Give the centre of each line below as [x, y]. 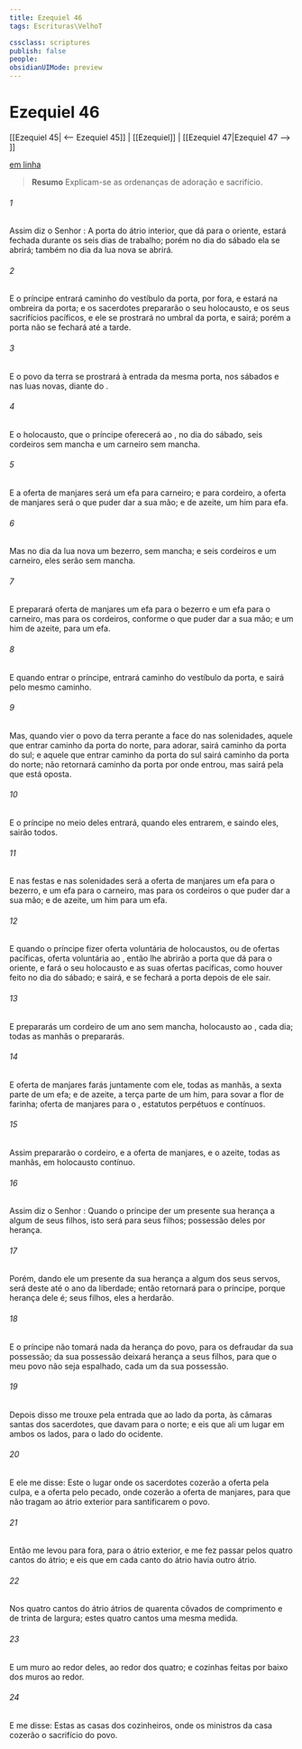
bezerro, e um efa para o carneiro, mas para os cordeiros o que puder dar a [150, 890]
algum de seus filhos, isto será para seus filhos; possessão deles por [137, 1220]
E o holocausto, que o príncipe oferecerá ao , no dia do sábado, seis [136, 434]
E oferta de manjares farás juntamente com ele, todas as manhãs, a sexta [146, 1085]
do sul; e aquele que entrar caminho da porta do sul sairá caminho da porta [150, 755]
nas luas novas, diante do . [59, 386]
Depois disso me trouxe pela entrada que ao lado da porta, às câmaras [141, 1415]
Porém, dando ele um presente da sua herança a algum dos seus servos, [145, 1279]
